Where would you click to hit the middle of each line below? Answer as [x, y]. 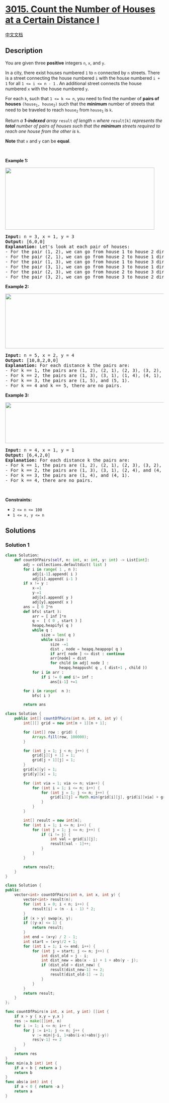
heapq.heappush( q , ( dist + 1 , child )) [103, 668]
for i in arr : [48, 673]
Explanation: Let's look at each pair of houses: [68, 246]
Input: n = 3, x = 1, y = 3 [40, 236]
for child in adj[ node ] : [79, 663]
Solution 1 [17, 545]
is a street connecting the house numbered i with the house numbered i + [82, 78]
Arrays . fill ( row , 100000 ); [60, 737]
